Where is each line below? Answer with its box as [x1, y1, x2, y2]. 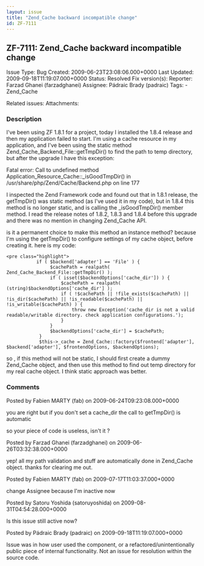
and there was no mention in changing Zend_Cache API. [6, 217, 147, 224]
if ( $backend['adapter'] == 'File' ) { [36, 259, 140, 265]
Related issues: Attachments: [6, 100, 79, 107]
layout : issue [6, 9, 43, 15]
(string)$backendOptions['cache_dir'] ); [6, 286, 113, 292]
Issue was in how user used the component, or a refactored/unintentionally [6, 540, 195, 548]
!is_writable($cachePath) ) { [6, 302, 83, 308]
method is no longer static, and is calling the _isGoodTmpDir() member [6, 204, 184, 211]
